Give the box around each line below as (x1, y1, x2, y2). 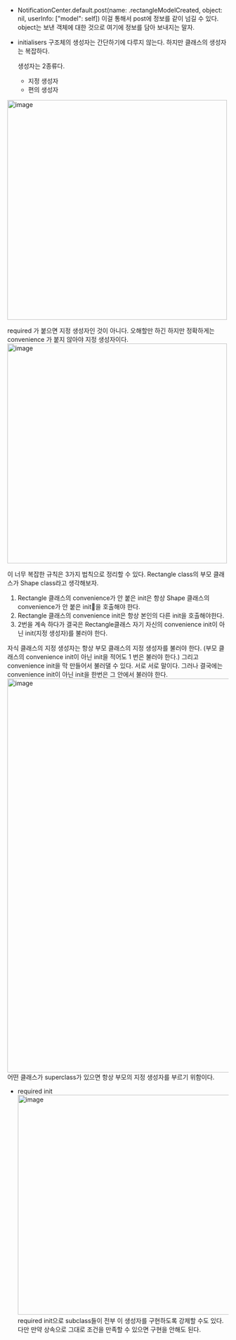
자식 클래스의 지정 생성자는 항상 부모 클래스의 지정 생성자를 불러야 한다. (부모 (7, 644, 218, 652)
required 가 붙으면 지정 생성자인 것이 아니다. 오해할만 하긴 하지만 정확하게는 (7, 326, 216, 335)
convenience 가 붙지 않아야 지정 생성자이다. (7, 336, 129, 343)
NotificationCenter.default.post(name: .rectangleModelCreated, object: (17, 6, 223, 14)
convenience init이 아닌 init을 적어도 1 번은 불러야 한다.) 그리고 (25, 653, 199, 661)
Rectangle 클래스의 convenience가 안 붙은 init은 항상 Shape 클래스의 (17, 594, 210, 602)
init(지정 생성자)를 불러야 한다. (25, 629, 107, 637)
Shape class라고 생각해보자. (20, 579, 99, 587)
